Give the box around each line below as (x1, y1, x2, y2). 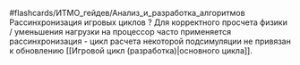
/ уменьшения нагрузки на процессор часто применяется (9, 27, 232, 37)
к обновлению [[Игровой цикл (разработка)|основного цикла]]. (9, 45, 253, 56)
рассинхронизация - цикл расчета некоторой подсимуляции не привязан (9, 36, 291, 46)
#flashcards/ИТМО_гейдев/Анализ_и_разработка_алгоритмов (9, 8, 245, 18)
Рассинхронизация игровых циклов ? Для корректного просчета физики (9, 17, 288, 28)
